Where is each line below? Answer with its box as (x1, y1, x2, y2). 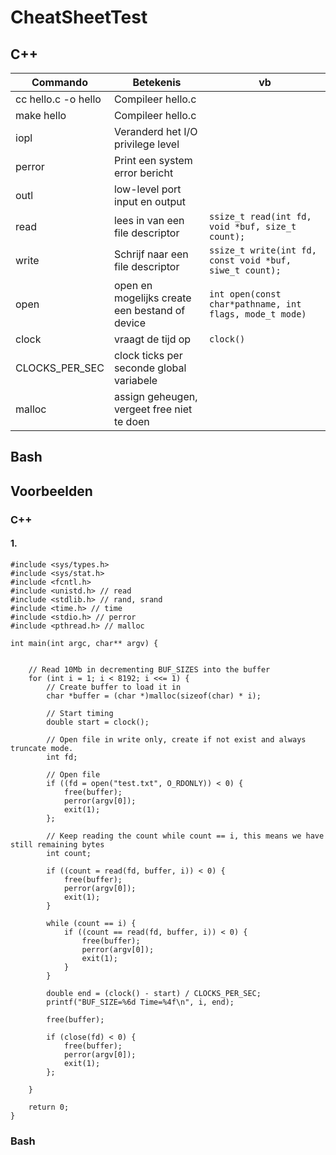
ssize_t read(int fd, (209, 211, 312, 222)
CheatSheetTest (10, 6, 148, 29)
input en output (113, 195, 186, 208)
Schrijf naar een (113, 247, 189, 261)
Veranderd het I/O (113, 125, 198, 138)
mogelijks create (113, 291, 192, 305)
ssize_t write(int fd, (209, 245, 317, 256)
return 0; (28, 1102, 70, 1112)
